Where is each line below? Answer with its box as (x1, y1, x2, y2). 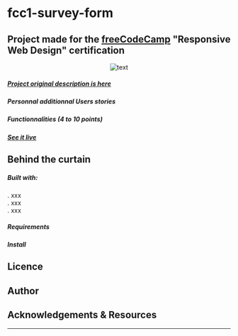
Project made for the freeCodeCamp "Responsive (7, 33, 231, 45)
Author (7, 285, 39, 297)
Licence (7, 261, 44, 273)
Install (7, 240, 26, 249)
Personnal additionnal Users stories (7, 97, 116, 106)
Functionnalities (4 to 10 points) (7, 115, 103, 123)
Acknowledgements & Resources (7, 309, 157, 321)
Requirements (7, 222, 50, 231)
